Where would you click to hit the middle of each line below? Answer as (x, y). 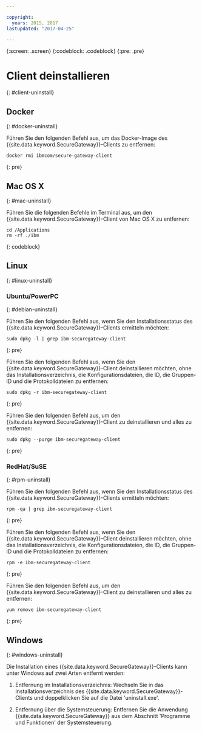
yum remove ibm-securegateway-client (54, 610)
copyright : (20, 17)
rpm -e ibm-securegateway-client (49, 563)
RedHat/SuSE (27, 466)
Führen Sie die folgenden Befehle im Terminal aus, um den (79, 212)
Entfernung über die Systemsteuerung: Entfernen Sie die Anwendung (101, 710)
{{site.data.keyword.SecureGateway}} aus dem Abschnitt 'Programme (103, 716)
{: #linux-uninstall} (29, 280)
